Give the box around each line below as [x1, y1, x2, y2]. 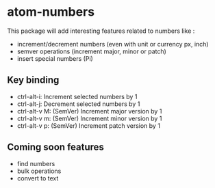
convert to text [16, 174, 59, 182]
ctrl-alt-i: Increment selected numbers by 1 [16, 92, 138, 100]
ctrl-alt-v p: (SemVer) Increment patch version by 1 [16, 121, 161, 130]
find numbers [16, 159, 55, 167]
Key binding [7, 75, 60, 86]
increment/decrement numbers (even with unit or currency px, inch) [16, 40, 209, 48]
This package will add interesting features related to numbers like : [7, 27, 195, 35]
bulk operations [16, 167, 62, 175]
